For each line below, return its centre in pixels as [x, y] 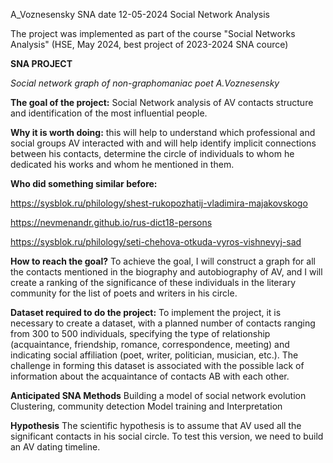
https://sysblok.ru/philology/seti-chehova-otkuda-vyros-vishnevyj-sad [156, 242]
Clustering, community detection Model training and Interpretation [146, 406]
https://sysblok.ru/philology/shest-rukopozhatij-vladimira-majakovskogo [159, 203]
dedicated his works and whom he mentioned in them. [122, 164]
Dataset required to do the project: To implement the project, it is [146, 312]
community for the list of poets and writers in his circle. [124, 293]
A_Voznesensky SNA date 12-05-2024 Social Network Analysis [140, 14]
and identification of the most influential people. [109, 113]
